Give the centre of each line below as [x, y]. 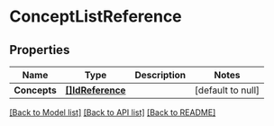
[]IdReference [96, 90]
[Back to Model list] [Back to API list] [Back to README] [113, 112]
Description [160, 75]
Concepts [35, 90]
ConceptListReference [96, 17]
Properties [40, 50]
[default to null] [227, 90]
